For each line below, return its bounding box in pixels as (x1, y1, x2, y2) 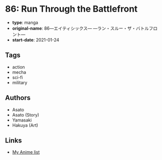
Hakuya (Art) (12, 122, 38, 128)
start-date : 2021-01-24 (12, 37, 60, 42)
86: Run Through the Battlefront (5, 3, 138, 15)
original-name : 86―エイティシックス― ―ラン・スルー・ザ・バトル (12, 25, 149, 31)
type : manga (12, 20, 38, 25)
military (12, 80, 28, 85)
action (12, 64, 25, 70)
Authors (5, 94, 31, 102)
